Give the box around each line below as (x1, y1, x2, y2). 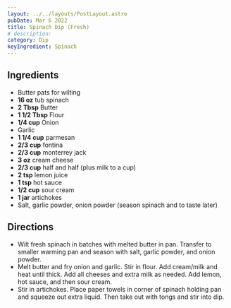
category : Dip (7, 37, 49, 44)
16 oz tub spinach (17, 95, 69, 104)
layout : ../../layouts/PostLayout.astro (7, 10, 128, 18)
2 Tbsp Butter (17, 103, 58, 112)
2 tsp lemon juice (17, 170, 68, 179)
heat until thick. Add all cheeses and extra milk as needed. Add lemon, (17, 270, 222, 278)
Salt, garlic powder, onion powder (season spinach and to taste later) (17, 201, 218, 209)
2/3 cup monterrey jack (17, 148, 87, 156)
